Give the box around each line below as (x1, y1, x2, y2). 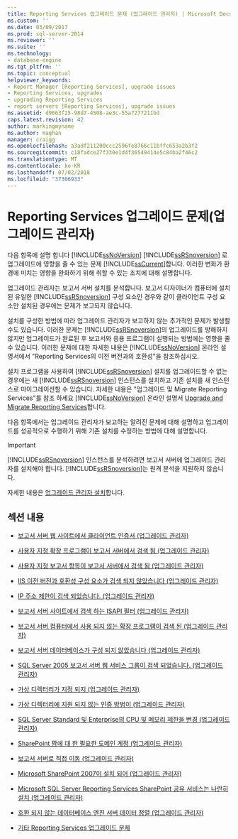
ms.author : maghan (7, 129, 62, 136)
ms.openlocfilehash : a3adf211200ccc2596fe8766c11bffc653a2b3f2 (7, 143, 198, 150)
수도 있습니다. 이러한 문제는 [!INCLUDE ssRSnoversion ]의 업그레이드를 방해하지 (7, 325, 228, 334)
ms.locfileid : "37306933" (7, 175, 84, 183)
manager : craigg (7, 136, 55, 143)
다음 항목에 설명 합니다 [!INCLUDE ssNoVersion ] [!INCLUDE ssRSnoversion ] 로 (7, 251, 228, 259)
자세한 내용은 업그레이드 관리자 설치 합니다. (7, 488, 125, 497)
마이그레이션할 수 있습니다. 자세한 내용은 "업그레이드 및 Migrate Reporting (20, 385, 227, 394)
